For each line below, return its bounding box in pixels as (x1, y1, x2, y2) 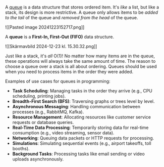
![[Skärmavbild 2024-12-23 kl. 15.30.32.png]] (5, 43, 98, 49)
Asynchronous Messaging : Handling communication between (12, 104, 140, 109)
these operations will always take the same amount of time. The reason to (5, 58, 156, 64)
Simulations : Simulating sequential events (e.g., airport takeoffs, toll (12, 140, 152, 146)
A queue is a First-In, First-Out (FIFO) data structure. (5, 34, 114, 40)
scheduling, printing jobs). (12, 93, 66, 99)
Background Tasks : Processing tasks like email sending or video (12, 151, 145, 157)
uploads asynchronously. (12, 156, 64, 162)
